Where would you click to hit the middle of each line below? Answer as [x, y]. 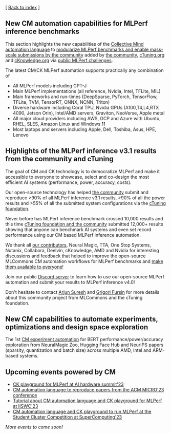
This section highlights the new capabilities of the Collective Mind [74, 44]
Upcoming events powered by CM [61, 372]
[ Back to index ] [23, 7]
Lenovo [21, 135]
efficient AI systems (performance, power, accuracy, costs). [68, 182]
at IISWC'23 [25, 406]
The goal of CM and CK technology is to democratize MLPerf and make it [83, 171]
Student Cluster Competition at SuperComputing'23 [67, 417]
